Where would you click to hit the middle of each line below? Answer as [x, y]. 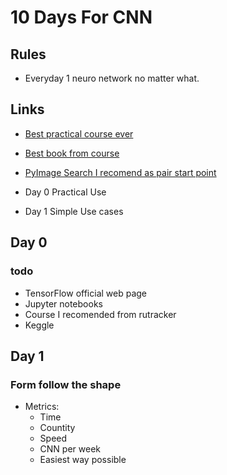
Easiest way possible [83, 460]
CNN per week [70, 449]
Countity [57, 428]
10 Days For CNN [81, 17]
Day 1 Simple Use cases [74, 211]
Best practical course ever [79, 133]
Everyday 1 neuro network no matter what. [112, 78]
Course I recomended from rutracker [100, 314]
